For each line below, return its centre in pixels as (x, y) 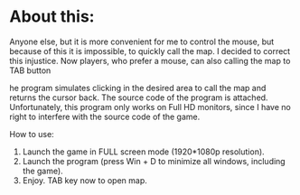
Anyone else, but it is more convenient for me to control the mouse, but (142, 42)
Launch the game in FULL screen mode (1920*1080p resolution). (143, 152)
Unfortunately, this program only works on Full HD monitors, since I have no (150, 107)
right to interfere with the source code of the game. (105, 116)
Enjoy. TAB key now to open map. (84, 180)
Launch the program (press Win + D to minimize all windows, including (154, 161)
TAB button (30, 70)
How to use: (32, 134)
